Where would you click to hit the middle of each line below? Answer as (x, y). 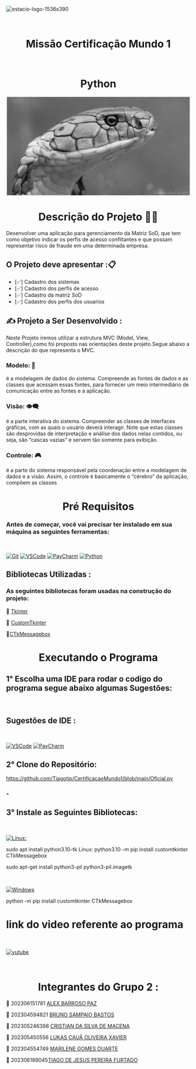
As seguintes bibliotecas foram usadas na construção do (89, 591)
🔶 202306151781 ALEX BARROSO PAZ (51, 1003)
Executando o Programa (98, 657)
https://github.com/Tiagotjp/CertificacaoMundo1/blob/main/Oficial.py (90, 779)
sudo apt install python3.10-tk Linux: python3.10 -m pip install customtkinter (97, 849)
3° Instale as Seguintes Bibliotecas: (72, 812)
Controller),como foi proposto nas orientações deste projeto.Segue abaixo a (98, 344)
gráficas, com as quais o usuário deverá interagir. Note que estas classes (94, 428)
